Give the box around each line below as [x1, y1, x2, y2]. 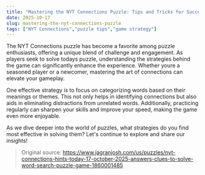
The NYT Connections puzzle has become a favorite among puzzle [6, 43, 175, 50]
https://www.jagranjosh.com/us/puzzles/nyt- [62, 149, 176, 156]
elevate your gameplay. [6, 75, 65, 82]
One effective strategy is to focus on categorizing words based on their [6, 86, 186, 94]
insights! [6, 137, 28, 145]
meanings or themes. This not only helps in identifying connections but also [6, 93, 197, 100]
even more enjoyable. [6, 112, 61, 120]
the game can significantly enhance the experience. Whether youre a [6, 62, 180, 69]
